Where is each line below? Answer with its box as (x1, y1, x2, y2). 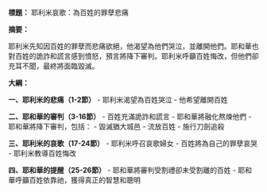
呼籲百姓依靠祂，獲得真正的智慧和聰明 (14, 175, 141, 185)
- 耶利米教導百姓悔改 (8, 148, 77, 158)
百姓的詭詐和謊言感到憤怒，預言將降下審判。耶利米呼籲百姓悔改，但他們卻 (14, 52, 259, 60)
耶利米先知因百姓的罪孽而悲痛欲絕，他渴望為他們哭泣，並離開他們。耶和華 (8, 41, 252, 51)
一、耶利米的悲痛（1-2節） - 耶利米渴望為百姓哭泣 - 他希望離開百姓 (8, 95, 228, 104)
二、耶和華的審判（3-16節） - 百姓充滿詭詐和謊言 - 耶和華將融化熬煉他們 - (8, 112, 252, 121)
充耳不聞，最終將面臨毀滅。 (8, 61, 99, 71)
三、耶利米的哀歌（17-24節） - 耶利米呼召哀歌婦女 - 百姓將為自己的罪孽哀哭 (8, 139, 258, 148)
